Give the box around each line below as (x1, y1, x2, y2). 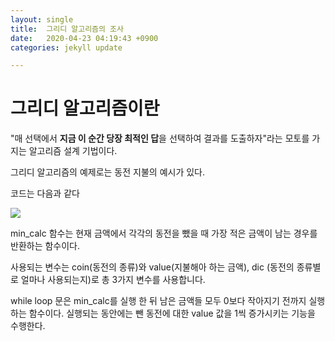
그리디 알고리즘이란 (10, 97, 160, 120)
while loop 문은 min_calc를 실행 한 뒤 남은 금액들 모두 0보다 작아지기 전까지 (10, 295, 307, 307)
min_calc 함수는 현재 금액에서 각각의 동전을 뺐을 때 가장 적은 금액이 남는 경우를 (10, 227, 318, 240)
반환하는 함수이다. (10, 240, 81, 252)
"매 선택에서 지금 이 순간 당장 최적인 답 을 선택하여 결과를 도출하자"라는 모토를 (10, 132, 310, 145)
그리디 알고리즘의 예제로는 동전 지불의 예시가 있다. (10, 166, 206, 178)
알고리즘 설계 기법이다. (28, 145, 118, 157)
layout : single (10, 14, 74, 25)
